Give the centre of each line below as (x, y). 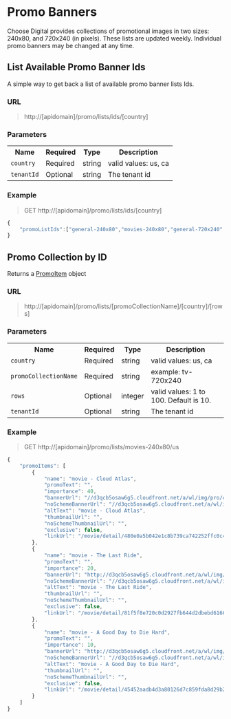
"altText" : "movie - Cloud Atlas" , (95, 511)
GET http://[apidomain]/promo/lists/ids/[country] (93, 210)
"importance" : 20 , (70, 568)
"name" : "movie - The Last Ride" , (93, 556)
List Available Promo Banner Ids (76, 67)
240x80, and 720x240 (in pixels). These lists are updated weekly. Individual (114, 38)
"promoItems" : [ (43, 466)
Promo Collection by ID (57, 257)
